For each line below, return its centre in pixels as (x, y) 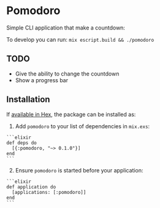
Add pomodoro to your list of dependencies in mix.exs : (82, 126)
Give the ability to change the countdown (67, 74)
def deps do (21, 143)
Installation (28, 100)
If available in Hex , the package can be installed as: (71, 114)
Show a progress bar (42, 80)
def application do (31, 187)
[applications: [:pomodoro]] (49, 192)
